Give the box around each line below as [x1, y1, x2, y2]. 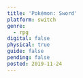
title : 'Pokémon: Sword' [7, 9, 78, 17]
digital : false [7, 35, 50, 42]
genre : [7, 22, 26, 29]
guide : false [7, 48, 44, 55]
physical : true [7, 41, 50, 48]
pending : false [7, 54, 50, 61]
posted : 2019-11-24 [7, 60, 63, 67]
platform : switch [7, 16, 56, 23]
